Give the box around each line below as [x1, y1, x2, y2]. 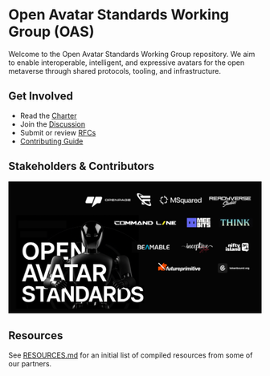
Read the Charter [19, 111, 77, 120]
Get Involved [8, 90, 74, 103]
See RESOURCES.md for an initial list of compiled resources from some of [8, 350, 253, 360]
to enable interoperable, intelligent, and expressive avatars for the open [8, 58, 245, 67]
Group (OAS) [8, 22, 95, 41]
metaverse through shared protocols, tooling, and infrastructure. [8, 66, 221, 75]
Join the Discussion [19, 119, 86, 129]
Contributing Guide [19, 136, 84, 146]
